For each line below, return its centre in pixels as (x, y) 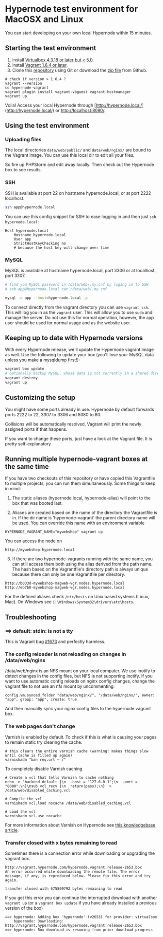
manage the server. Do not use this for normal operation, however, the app (80, 317)
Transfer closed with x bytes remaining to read (61, 843)
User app (23, 239)
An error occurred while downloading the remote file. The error (72, 872)
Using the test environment (47, 126)
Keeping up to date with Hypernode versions (74, 338)
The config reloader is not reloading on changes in (65, 654)
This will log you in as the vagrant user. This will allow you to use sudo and (79, 312)
